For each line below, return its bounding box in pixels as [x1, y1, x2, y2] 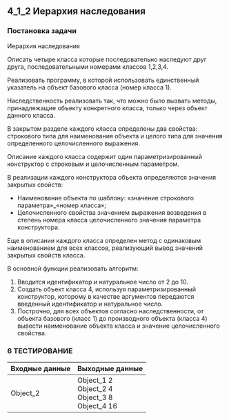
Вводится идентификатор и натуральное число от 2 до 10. [17, 277, 188, 286]
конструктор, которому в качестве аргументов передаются [17, 292, 195, 300]
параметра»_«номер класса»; [17, 201, 107, 209]
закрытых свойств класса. [7, 251, 86, 259]
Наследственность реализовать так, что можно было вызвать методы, [7, 96, 217, 105]
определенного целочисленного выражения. [7, 139, 140, 147]
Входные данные [10, 364, 71, 373]
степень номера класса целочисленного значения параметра [17, 216, 201, 224]
